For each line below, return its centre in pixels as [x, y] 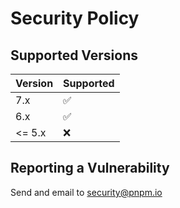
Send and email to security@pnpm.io [86, 192]
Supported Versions [74, 55]
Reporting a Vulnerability [90, 168]
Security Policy [75, 18]
